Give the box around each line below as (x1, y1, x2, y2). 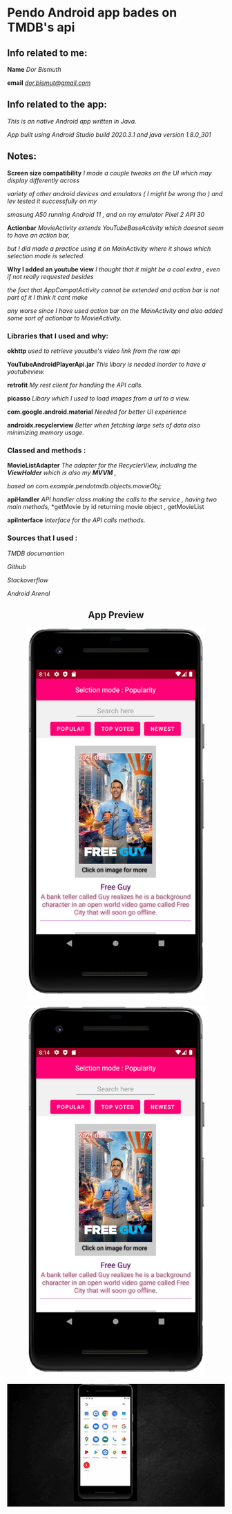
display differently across (7, 176, 80, 184)
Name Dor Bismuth (7, 66, 61, 73)
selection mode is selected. (7, 251, 85, 260)
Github (7, 562, 26, 571)
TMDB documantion (7, 549, 64, 557)
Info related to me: (7, 47, 88, 59)
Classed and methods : (7, 445, 86, 455)
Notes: (7, 151, 37, 162)
